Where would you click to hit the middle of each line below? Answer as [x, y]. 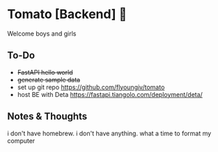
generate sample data [49, 79]
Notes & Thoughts [47, 117]
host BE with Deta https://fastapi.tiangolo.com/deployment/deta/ [110, 94]
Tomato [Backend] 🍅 [67, 14]
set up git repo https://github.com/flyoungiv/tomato [91, 87]
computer [21, 140]
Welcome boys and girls [42, 33]
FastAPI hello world [45, 72]
